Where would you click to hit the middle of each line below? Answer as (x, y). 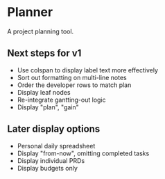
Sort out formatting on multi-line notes (72, 77)
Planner (30, 12)
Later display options (54, 129)
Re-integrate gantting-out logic (61, 100)
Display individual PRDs (51, 160)
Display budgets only (47, 168)
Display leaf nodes (44, 92)
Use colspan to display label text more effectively (87, 70)
